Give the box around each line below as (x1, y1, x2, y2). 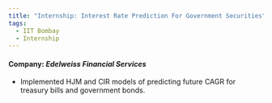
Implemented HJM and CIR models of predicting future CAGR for (19, 77, 236, 87)
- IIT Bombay (15, 27, 60, 35)
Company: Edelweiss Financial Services (8, 59, 147, 68)
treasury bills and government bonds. (19, 85, 146, 95)
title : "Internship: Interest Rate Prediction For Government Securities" (8, 11, 266, 20)
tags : (8, 19, 27, 27)
